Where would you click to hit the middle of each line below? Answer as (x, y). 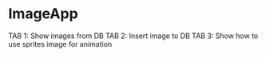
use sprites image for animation (60, 44)
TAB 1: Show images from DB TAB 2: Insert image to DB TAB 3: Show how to (133, 36)
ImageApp (43, 14)
